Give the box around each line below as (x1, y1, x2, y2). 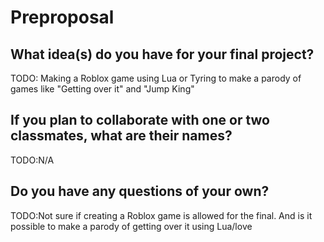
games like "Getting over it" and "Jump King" (10, 83, 195, 95)
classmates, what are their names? (10, 127, 233, 145)
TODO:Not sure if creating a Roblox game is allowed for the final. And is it (10, 209, 313, 221)
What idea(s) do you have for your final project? (10, 46, 315, 63)
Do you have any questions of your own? (10, 183, 270, 200)
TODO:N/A (10, 154, 55, 166)
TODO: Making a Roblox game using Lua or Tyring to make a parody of (10, 72, 302, 84)
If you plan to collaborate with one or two (10, 112, 270, 129)
